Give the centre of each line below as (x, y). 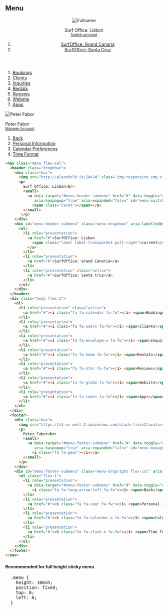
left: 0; (26, 598)
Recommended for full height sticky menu (50, 566)
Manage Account (20, 129)
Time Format (25, 154)
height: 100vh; (34, 583)
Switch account (84, 35)
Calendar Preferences (35, 149)
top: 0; (25, 593)
